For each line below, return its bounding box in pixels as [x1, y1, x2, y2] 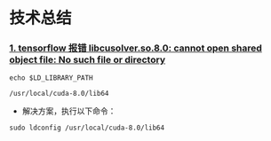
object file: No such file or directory [9, 54, 166, 67]
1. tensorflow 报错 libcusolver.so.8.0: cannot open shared [9, 42, 262, 54]
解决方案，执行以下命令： [21, 106, 116, 116]
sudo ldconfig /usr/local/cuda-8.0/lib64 [9, 123, 165, 133]
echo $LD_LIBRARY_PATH [9, 74, 93, 82]
